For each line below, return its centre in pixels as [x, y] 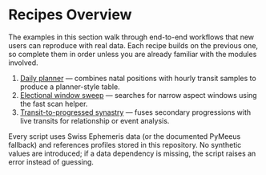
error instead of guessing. [51, 161]
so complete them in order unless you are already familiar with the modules [133, 54]
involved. [23, 63]
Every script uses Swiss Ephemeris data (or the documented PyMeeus [125, 136]
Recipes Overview [70, 15]
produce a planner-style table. [70, 87]
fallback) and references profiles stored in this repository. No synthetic [125, 144]
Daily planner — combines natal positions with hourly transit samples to [138, 78]
